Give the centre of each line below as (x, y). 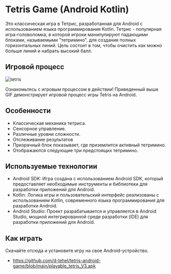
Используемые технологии (51, 166)
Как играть (24, 238)
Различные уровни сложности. (46, 134)
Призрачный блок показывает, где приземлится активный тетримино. (89, 145)
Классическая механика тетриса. (49, 123)
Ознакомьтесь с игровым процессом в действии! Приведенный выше (82, 89)
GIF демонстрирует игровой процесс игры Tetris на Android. (71, 94)
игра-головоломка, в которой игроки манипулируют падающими (77, 34)
